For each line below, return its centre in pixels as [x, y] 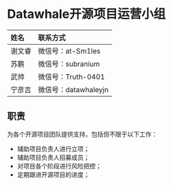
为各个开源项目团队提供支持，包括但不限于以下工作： [82, 134]
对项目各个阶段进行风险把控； [59, 166]
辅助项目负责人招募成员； [53, 157]
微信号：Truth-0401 [71, 76]
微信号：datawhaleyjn [73, 89]
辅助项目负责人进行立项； [53, 149]
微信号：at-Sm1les [69, 51]
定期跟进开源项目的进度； [53, 174]
